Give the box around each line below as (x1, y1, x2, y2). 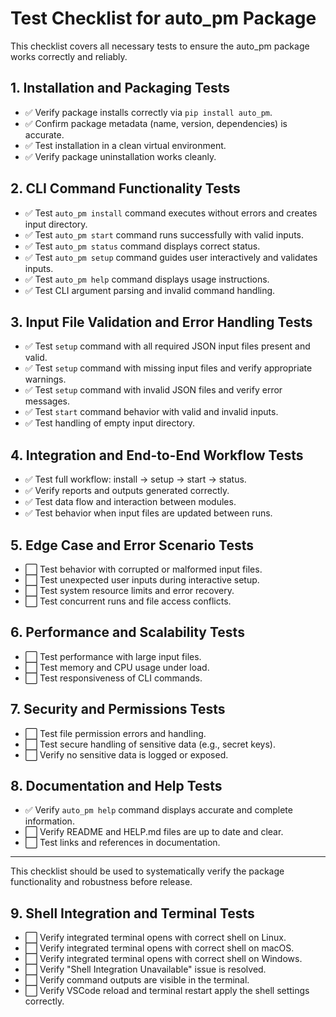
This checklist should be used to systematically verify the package (10, 865, 285, 877)
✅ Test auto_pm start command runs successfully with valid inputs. (24, 228, 305, 241)
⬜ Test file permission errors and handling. (24, 727, 207, 739)
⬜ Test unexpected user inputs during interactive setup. (24, 574, 260, 586)
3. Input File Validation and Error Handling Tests (10, 313, 313, 331)
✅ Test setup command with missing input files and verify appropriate (24, 362, 313, 374)
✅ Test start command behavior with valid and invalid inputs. (24, 406, 279, 418)
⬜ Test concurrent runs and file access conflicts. (24, 595, 232, 607)
